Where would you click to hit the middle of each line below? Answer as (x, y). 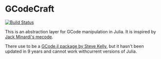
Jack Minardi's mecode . (29, 37)
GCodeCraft (30, 9)
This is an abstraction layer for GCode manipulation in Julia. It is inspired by (81, 31)
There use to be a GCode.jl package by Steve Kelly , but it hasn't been (75, 46)
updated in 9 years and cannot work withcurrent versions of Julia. (71, 51)
